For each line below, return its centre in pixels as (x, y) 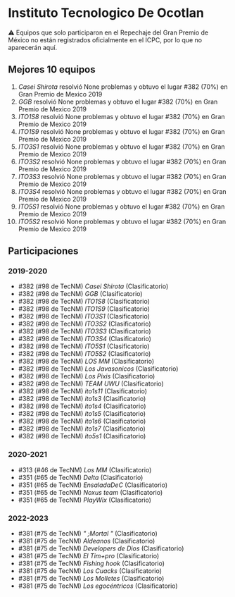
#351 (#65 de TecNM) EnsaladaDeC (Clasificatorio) (93, 485)
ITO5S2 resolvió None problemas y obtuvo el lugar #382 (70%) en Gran (122, 221)
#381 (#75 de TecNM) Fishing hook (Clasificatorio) (91, 564)
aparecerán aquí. (33, 47)
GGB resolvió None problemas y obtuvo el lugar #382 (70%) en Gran (118, 101)
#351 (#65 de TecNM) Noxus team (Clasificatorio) (90, 492)
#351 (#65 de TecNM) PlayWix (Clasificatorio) (85, 500)
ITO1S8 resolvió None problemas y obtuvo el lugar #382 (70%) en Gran (121, 116)
